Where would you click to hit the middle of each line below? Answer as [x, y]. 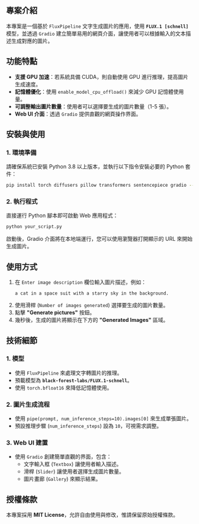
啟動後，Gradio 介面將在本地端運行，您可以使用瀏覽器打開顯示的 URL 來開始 [99, 239]
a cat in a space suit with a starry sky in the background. [92, 293]
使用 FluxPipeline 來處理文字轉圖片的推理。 [68, 373]
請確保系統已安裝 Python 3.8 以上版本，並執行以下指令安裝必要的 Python [95, 167]
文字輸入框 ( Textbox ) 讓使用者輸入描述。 [73, 464]
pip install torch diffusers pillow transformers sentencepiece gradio [96, 186]
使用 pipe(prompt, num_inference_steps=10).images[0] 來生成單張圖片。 [103, 418]
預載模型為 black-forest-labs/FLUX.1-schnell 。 [73, 380]
